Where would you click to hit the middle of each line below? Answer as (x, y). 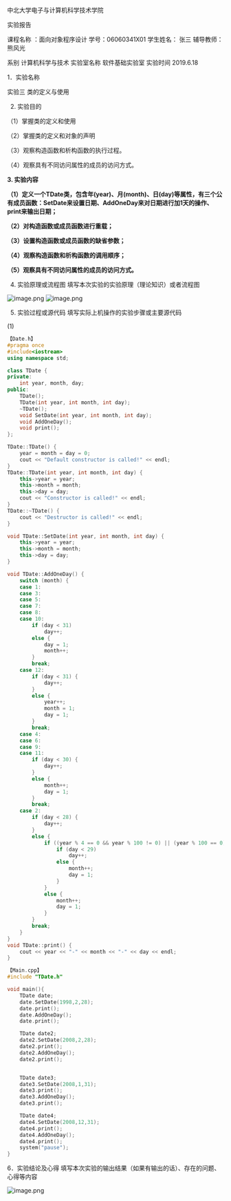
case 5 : (30, 600)
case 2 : (30, 811)
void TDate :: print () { (40, 945)
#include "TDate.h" (35, 977)
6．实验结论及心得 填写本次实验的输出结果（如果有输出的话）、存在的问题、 (114, 1168)
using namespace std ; (38, 358)
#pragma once (26, 345)
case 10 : (32, 619)
